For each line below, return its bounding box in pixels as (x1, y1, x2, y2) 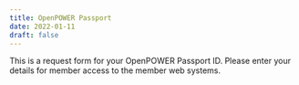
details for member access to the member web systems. (9, 65, 222, 76)
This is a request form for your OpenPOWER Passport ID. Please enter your (9, 56, 292, 67)
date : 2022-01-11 (9, 22, 76, 31)
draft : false (9, 30, 59, 39)
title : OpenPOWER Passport (9, 13, 112, 23)
